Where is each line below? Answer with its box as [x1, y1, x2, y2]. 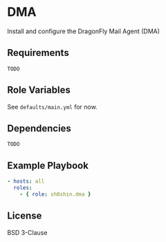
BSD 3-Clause [7, 228, 48, 236]
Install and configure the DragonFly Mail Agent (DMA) [7, 27, 160, 35]
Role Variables [7, 84, 71, 96]
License [7, 210, 42, 222]
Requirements [7, 47, 69, 59]
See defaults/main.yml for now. [7, 102, 98, 111]
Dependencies [7, 122, 71, 134]
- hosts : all [7, 178, 45, 185]
